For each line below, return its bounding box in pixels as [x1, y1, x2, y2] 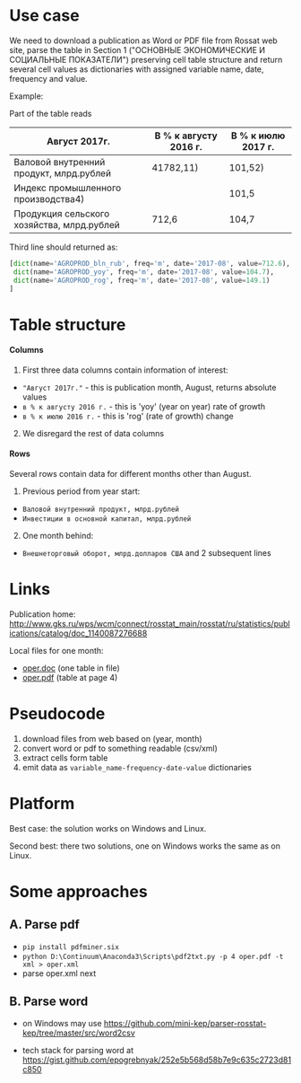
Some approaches [9, 882, 148, 902]
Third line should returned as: [9, 242, 118, 252]
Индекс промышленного [13, 181, 122, 194]
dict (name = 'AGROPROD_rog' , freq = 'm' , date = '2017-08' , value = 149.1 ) [13, 276, 271, 285]
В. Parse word [9, 994, 89, 1009]
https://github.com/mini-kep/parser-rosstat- [103, 1017, 267, 1028]
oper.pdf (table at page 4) [21, 672, 118, 682]
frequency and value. [9, 73, 88, 84]
